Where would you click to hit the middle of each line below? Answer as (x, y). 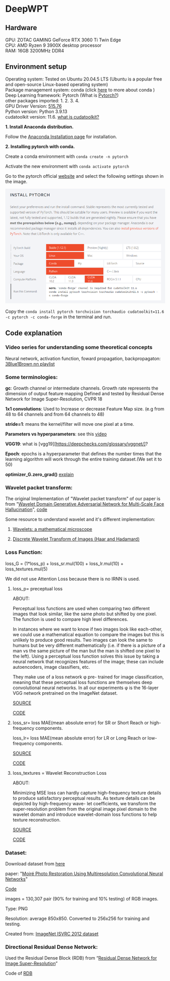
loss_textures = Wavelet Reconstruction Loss (59, 773)
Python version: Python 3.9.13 (36, 111)
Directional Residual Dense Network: (52, 947)
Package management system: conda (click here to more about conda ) (80, 90)
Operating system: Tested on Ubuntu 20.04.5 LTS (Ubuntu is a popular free (84, 79)
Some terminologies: (31, 377)
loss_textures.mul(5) (27, 569)
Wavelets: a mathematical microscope (52, 529)
